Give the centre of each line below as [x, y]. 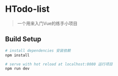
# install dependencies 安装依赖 [38, 50]
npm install [17, 55]
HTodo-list [27, 9]
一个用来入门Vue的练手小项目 [47, 23]
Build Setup [23, 39]
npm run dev [17, 69]
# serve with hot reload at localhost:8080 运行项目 [59, 64]
